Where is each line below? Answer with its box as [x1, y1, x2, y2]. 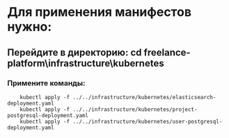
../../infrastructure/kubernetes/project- [72, 105, 198, 113]
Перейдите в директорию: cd [7, 46, 142, 58]
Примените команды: [7, 78, 86, 87]
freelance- [143, 46, 191, 58]
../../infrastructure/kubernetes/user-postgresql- [72, 118, 223, 125]
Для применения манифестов [7, 4, 192, 20]
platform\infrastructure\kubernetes [7, 57, 165, 69]
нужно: [7, 19, 52, 35]
